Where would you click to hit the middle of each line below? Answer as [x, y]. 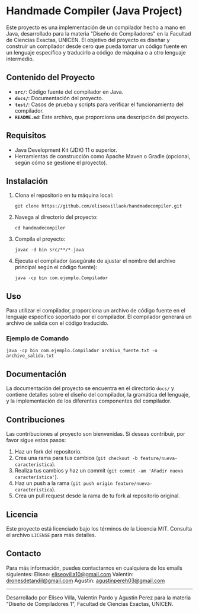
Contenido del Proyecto [51, 77]
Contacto [24, 553]
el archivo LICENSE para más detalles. [51, 535]
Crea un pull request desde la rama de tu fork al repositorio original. [97, 496]
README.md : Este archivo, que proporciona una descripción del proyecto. [102, 117]
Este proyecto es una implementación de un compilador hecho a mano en [96, 27]
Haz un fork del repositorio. [48, 452]
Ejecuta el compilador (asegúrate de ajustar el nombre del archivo [95, 261]
